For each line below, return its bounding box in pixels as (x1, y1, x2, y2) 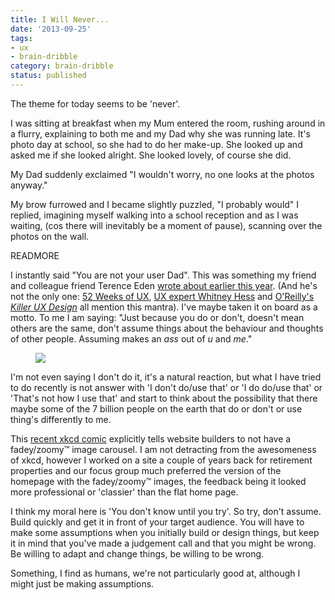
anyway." (10, 179, 48, 191)
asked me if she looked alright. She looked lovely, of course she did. (10, 149, 292, 161)
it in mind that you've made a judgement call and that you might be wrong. (10, 537, 317, 549)
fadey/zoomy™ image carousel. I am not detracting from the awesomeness (10, 443, 317, 455)
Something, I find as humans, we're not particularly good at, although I (10, 567, 301, 579)
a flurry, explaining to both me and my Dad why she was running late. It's (10, 127, 311, 140)
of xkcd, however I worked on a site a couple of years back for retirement (10, 454, 313, 466)
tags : (10, 33, 33, 43)
